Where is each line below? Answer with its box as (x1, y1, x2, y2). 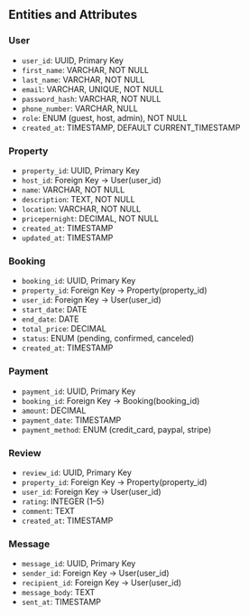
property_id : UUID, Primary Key (21, 164, 141, 175)
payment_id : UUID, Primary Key (21, 386, 136, 397)
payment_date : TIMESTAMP (21, 415, 122, 425)
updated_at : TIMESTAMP (21, 232, 114, 243)
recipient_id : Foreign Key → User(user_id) (21, 577, 182, 588)
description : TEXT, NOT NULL (21, 193, 136, 204)
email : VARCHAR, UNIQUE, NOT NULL (21, 83, 164, 94)
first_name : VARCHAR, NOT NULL (21, 64, 150, 75)
